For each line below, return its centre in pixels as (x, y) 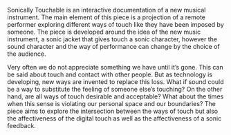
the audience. (27, 54)
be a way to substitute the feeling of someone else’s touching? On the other (115, 89)
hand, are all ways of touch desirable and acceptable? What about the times (115, 96)
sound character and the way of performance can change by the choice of (113, 46)
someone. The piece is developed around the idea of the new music (104, 32)
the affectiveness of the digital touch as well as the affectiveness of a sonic (114, 118)
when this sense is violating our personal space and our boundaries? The (111, 104)
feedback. (21, 126)
